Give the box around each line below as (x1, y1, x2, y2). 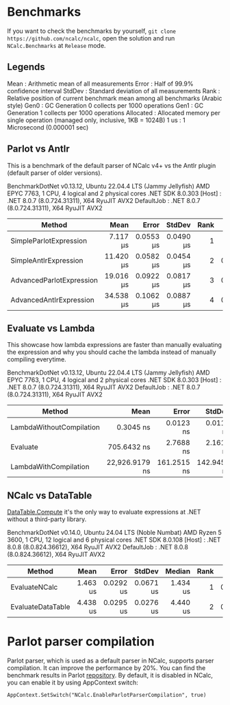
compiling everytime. (7, 355, 66, 363)
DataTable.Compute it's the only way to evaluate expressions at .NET (7, 508, 201, 516)
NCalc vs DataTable (7, 490, 92, 501)
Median (165, 566, 190, 576)
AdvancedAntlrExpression (10, 295, 94, 304)
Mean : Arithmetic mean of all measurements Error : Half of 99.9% (7, 80, 194, 88)
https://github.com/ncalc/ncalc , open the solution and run (7, 34, 175, 42)
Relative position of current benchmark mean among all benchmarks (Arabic (7, 94, 222, 102)
